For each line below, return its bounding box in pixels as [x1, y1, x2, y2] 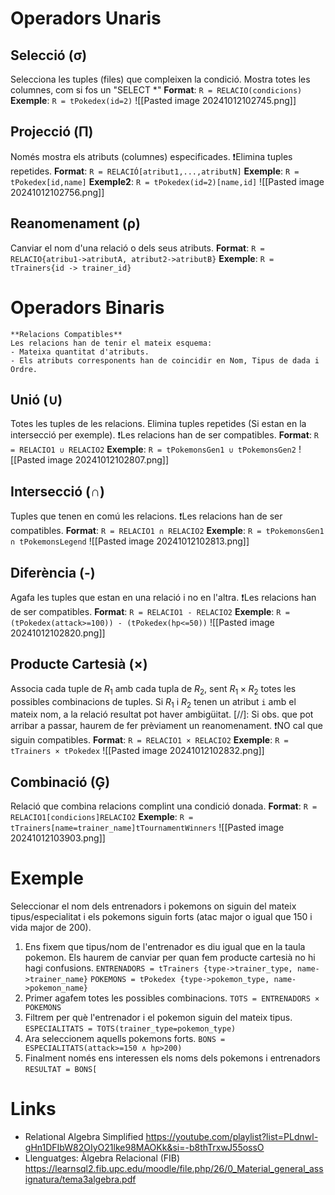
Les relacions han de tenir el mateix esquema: [10, 338, 213, 348]
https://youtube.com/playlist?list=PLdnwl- [145, 1131, 319, 1143]
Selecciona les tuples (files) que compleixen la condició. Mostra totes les [10, 73, 311, 85]
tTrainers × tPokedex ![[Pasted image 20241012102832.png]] [10, 745, 265, 757]
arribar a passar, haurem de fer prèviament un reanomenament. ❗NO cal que [10, 720, 323, 732]
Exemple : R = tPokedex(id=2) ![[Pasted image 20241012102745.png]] [10, 95, 297, 106]
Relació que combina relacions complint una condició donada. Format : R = [10, 800, 318, 812]
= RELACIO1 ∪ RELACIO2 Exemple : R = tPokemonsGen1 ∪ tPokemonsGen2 [10, 443, 297, 456]
